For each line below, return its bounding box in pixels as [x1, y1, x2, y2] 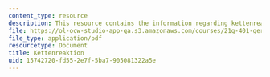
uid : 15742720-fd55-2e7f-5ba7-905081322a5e [8, 57, 157, 65]
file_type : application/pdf [8, 34, 103, 43]
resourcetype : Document [8, 42, 88, 50]
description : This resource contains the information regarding [8, 19, 228, 27]
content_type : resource [8, 11, 88, 20]
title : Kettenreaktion [8, 49, 84, 57]
